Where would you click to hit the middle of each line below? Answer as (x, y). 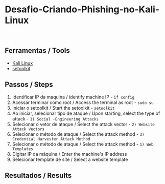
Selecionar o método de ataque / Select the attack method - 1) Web (83, 144)
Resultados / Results (38, 175)
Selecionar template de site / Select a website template (70, 159)
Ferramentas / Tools (37, 50)
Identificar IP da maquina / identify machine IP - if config (73, 97)
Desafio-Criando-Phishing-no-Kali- (82, 9)
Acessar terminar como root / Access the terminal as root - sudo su (83, 102)
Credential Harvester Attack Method (51, 139)
